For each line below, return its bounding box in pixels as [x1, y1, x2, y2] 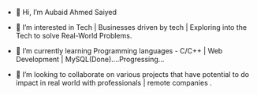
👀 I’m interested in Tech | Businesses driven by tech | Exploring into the [15, 23, 247, 31]
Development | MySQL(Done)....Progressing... [15, 55, 165, 64]
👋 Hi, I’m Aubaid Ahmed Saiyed [15, 8, 117, 16]
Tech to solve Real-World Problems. [15, 31, 132, 40]
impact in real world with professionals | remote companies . [15, 79, 213, 87]
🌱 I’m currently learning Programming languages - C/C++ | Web [15, 46, 223, 55]
